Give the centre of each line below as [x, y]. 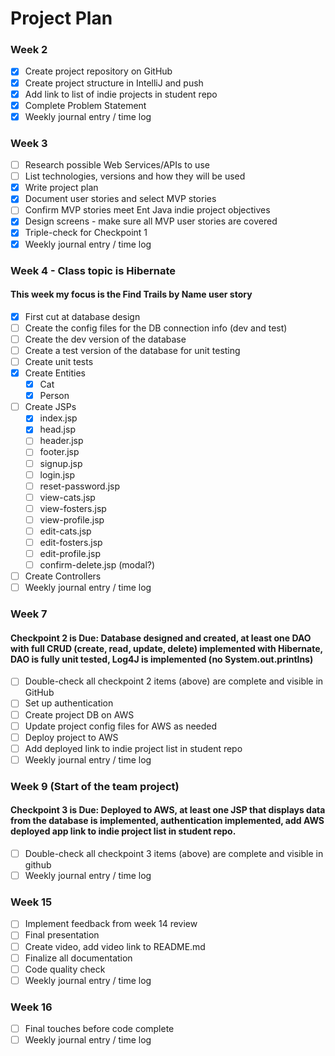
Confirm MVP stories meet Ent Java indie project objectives [147, 210]
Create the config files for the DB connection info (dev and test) [156, 328]
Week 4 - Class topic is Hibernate [93, 270]
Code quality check [65, 969]
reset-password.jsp [80, 486]
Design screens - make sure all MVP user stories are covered [151, 221]
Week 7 [29, 614]
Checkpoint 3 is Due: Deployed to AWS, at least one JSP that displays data [168, 810]
